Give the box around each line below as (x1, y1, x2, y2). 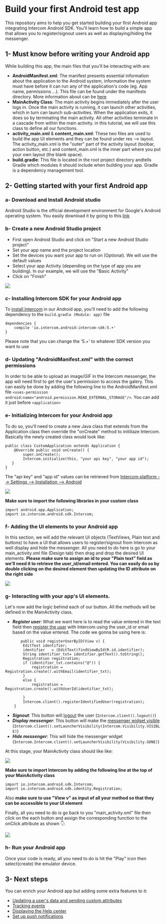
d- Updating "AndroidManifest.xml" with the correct (5, 356, 133, 363)
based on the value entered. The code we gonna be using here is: (12, 629, 147, 635)
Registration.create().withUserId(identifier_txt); (5, 687, 114, 692)
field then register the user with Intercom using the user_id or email (12, 624, 149, 630)
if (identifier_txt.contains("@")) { (23, 660, 100, 666)
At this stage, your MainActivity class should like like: (5, 748, 113, 754)
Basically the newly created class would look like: (5, 434, 106, 440)
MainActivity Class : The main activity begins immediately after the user (12, 99, 159, 105)
